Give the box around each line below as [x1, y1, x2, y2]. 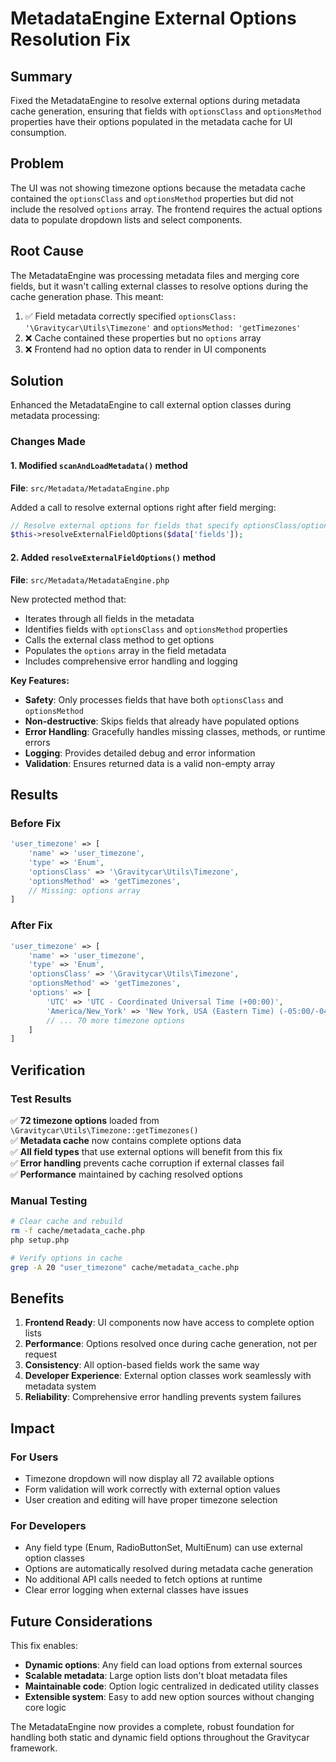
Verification [10, 1062, 86, 1079]
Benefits [10, 1290, 65, 1307]
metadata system [24, 1380, 97, 1392]
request [24, 1348, 57, 1361]
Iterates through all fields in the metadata [24, 612, 195, 624]
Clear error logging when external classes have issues [24, 1584, 249, 1596]
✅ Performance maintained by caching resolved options [10, 1168, 243, 1180]
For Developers [10, 1519, 87, 1533]
